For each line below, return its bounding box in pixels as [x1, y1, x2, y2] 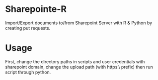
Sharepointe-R [5, 3, 67, 15]
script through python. [5, 69, 51, 75]
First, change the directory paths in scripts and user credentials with [5, 58, 145, 65]
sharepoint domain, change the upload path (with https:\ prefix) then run [5, 64, 153, 70]
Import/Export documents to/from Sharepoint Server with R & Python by [5, 20, 153, 26]
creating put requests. [5, 25, 51, 31]
